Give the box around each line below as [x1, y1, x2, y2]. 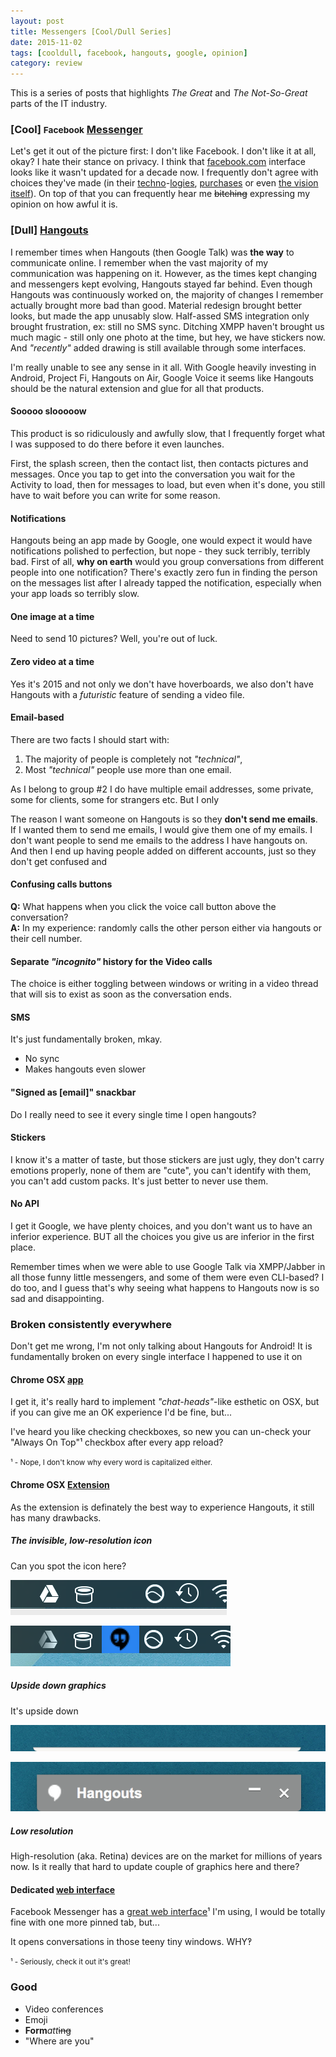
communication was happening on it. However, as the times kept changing [10, 267, 318, 279]
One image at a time [10, 610, 95, 622]
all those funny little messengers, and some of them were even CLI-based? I [10, 1271, 325, 1283]
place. [10, 1241, 37, 1253]
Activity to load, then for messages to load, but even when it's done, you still [10, 478, 326, 490]
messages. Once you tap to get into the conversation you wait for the [10, 468, 296, 480]
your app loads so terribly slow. [10, 588, 140, 600]
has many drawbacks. [10, 1511, 102, 1524]
